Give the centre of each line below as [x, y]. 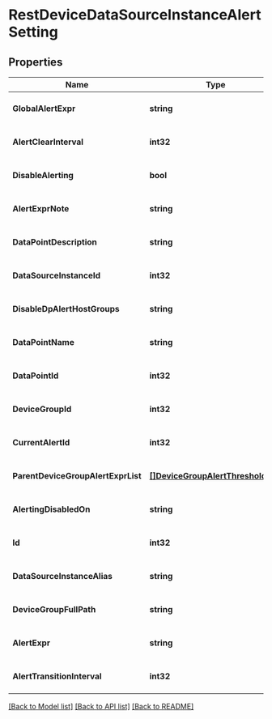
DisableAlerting [43, 175]
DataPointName [43, 342]
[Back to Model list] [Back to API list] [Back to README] [101, 706]
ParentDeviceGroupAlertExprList [77, 476]
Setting [33, 32]
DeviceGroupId [42, 409]
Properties [36, 62]
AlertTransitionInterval [57, 676]
